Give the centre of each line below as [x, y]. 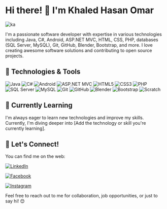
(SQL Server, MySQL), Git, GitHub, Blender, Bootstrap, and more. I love [79, 45]
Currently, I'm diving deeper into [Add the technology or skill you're [76, 123]
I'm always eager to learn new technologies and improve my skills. [75, 117]
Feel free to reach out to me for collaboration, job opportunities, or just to [82, 196]
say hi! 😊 [15, 201]
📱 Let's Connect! [32, 144]
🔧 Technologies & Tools [43, 72]
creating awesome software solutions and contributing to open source [79, 50]
